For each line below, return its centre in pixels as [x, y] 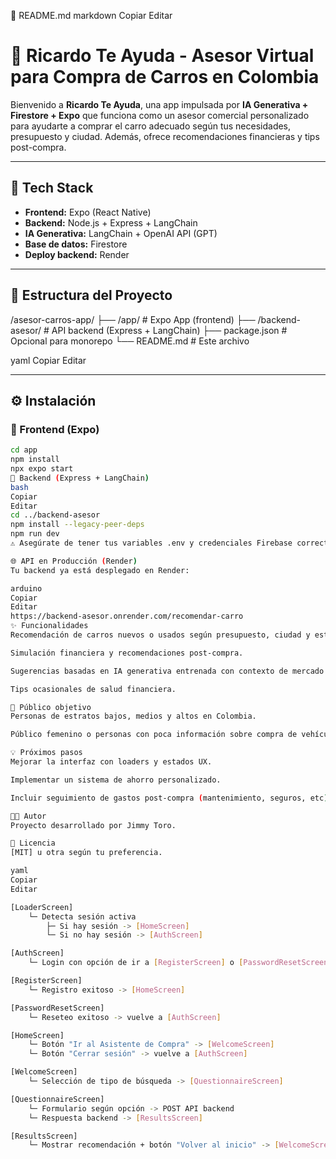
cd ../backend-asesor [55, 515]
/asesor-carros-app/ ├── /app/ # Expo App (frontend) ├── [133, 319]
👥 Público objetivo [51, 707]
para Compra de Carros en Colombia [165, 77]
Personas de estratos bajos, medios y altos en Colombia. [133, 716]
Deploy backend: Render [77, 254]
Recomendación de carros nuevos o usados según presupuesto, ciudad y [160, 635]
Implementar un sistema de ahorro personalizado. [116, 780]
